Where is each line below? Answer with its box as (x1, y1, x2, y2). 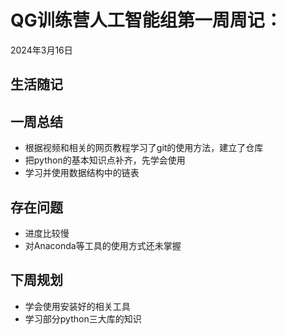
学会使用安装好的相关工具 (24, 300, 131, 312)
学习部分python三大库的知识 (24, 312, 142, 325)
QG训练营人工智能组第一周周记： (10, 9, 283, 32)
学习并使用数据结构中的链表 (24, 167, 140, 179)
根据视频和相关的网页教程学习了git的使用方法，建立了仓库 (24, 142, 264, 154)
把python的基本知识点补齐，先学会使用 (24, 154, 186, 166)
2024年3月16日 (10, 44, 73, 56)
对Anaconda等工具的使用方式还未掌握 (24, 239, 182, 251)
